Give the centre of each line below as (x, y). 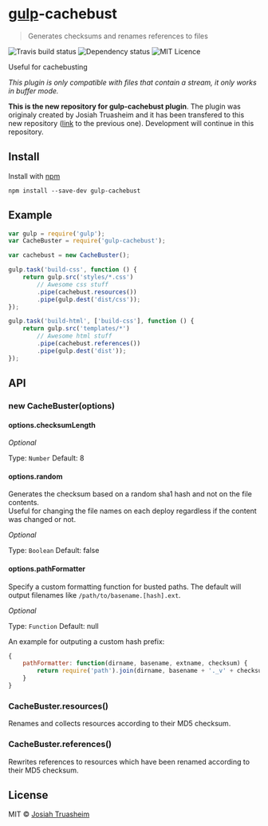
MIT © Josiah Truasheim (49, 814)
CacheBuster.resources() (59, 705)
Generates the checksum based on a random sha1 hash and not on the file (130, 494)
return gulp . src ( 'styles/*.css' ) (78, 277)
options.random (35, 476)
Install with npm (34, 176)
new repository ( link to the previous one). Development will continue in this (131, 123)
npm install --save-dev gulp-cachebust (75, 191)
